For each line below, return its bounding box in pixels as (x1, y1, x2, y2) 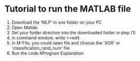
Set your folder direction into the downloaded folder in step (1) (11, 30, 136, 35)
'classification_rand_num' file (11, 45, 70, 51)
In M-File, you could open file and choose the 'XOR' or (11, 40, 121, 46)
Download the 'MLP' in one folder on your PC (11, 19, 102, 25)
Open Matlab (11, 24, 38, 30)
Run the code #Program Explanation (11, 50, 84, 56)
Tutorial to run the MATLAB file (4, 3, 131, 15)
